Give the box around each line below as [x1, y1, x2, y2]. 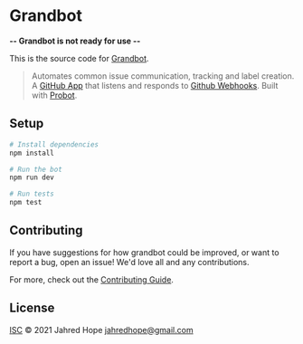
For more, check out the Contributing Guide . [9, 273, 175, 285]
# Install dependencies [9, 139, 99, 149]
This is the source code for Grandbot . [9, 53, 149, 63]
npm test [9, 198, 43, 207]
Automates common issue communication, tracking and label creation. [31, 70, 295, 81]
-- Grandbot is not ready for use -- [9, 35, 141, 46]
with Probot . [31, 90, 78, 100]
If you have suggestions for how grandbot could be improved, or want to [9, 246, 279, 258]
